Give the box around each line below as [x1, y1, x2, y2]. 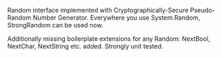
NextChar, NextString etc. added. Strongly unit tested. [7, 42, 164, 50]
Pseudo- [190, 6, 216, 14]
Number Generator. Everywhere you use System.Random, [32, 13, 200, 22]
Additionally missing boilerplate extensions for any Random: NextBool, [7, 34, 211, 43]
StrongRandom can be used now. [7, 21, 104, 29]
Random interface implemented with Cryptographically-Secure [7, 6, 189, 14]
